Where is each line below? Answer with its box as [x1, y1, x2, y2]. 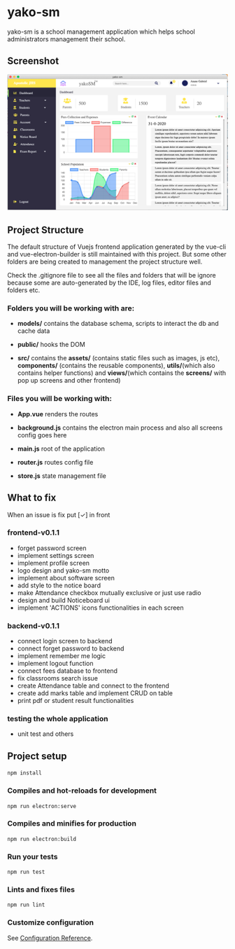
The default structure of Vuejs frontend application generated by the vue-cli [7, 243, 226, 251]
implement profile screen [17, 559, 90, 567]
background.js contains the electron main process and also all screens [17, 423, 223, 432]
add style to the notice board [17, 581, 101, 589]
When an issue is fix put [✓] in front [7, 510, 111, 519]
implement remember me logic [17, 652, 106, 660]
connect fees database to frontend [17, 667, 117, 675]
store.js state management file [17, 471, 106, 480]
